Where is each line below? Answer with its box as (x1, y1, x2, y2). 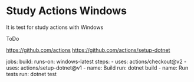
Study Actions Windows (6, 4, 127, 18)
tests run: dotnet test (6, 70, 57, 77)
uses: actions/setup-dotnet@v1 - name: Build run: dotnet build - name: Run (6, 64, 189, 71)
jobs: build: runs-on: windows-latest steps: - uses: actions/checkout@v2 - (6, 58, 187, 65)
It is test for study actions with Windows (6, 24, 104, 31)
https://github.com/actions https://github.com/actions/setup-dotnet (6, 46, 170, 54)
